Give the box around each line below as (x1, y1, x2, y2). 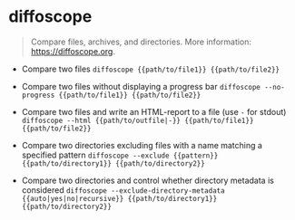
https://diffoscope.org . (30, 45, 115, 56)
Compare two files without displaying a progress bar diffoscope (21, 81, 261, 91)
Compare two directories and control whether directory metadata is (21, 175, 274, 186)
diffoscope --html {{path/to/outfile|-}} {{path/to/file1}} (21, 116, 254, 125)
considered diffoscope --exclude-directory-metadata (21, 184, 225, 196)
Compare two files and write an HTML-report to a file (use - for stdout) (21, 106, 287, 117)
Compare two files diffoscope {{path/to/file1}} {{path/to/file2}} (21, 63, 280, 74)
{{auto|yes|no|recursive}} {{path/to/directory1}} (21, 194, 218, 203)
